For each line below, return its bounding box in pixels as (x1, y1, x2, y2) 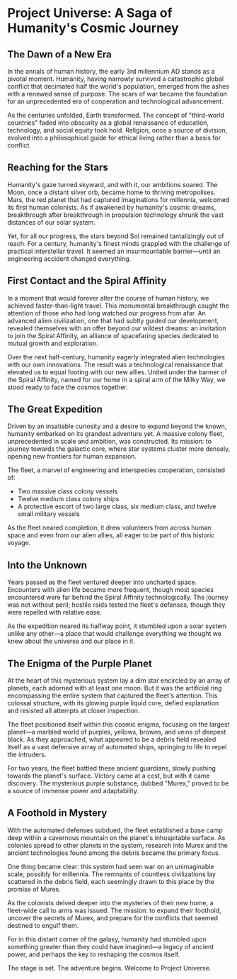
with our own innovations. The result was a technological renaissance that (7, 360, 224, 369)
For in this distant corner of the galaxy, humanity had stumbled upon (7, 934, 207, 944)
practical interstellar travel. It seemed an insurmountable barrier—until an (7, 247, 221, 255)
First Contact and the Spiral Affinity (7, 275, 167, 287)
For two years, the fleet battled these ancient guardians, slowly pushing (7, 764, 216, 773)
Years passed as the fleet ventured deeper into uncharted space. (7, 578, 197, 586)
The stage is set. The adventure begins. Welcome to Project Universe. (7, 963, 212, 972)
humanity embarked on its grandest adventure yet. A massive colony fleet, (7, 430, 224, 438)
